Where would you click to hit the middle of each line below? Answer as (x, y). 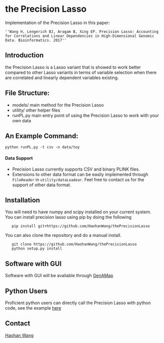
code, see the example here (33, 308)
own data (22, 120)
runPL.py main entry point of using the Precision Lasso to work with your (85, 115)
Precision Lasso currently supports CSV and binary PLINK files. (76, 169)
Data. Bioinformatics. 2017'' (36, 40)
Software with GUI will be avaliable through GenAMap (59, 276)
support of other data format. (42, 185)
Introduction (24, 55)
